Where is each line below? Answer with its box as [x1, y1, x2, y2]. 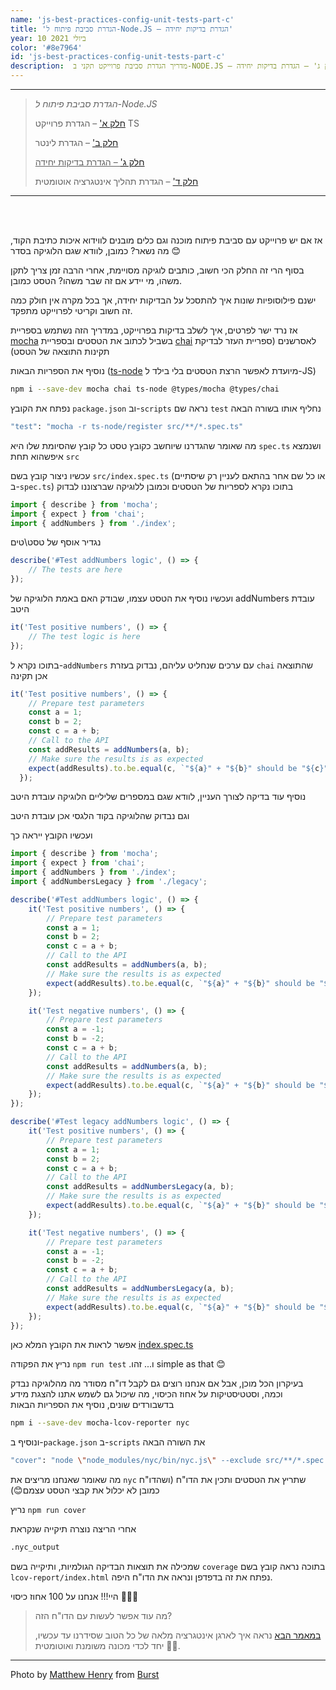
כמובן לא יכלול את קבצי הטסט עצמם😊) [10, 1484, 160, 1496]
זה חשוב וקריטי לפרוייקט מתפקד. [10, 305, 133, 316]
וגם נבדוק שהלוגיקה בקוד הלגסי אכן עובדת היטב [10, 810, 190, 822]
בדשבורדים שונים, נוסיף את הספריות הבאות [10, 1399, 175, 1411]
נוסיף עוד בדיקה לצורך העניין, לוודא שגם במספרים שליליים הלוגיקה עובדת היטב [10, 791, 307, 803]
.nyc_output [10, 1542, 60, 1553]
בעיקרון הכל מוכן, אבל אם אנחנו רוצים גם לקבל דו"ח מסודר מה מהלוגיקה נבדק [10, 1377, 304, 1390]
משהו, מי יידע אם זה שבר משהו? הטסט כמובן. [10, 275, 183, 286]
